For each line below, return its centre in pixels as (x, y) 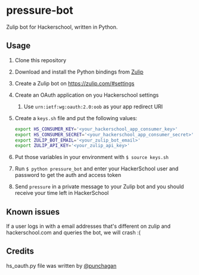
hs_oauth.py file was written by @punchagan (61, 265)
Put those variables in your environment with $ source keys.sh (91, 157)
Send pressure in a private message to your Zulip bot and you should (99, 187)
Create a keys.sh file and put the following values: (76, 118)
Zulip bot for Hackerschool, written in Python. (62, 27)
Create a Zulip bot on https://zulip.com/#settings (74, 83)
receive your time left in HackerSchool (62, 193)
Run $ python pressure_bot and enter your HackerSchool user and (97, 169)
